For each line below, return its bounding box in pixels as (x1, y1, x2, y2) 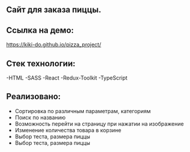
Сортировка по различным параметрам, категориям (14, 107, 151, 114)
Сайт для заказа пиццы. (6, 5, 102, 15)
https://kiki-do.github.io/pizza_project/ (6, 41, 101, 48)
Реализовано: (6, 92, 61, 102)
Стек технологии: (6, 58, 76, 68)
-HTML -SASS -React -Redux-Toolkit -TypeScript (6, 74, 128, 81)
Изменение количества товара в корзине (14, 126, 122, 133)
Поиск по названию (14, 114, 66, 121)
